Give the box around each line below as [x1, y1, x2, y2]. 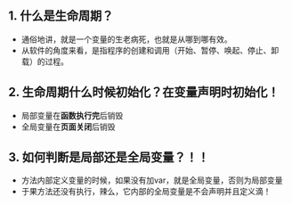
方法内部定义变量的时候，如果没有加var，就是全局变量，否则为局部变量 [20, 175, 283, 185]
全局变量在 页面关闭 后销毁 [20, 121, 116, 132]
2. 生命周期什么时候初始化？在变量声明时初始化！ [8, 85, 280, 100]
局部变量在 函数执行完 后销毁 [20, 110, 124, 120]
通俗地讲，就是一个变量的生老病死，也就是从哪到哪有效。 [20, 34, 232, 45]
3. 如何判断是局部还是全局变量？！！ [8, 150, 210, 165]
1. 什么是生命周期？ [8, 8, 114, 24]
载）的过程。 [20, 56, 69, 67]
